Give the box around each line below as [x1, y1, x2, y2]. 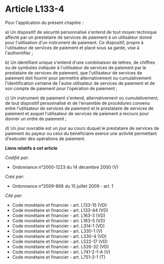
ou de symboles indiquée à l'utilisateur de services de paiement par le [5, 65, 146, 71]
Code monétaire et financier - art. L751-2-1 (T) [12, 254, 106, 260]
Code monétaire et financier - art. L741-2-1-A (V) [12, 249, 111, 255]
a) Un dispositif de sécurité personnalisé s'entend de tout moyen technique [5, 29, 157, 35]
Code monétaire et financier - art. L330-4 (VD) [12, 233, 107, 239]
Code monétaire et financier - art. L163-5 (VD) [12, 217, 105, 223]
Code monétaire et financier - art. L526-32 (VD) [12, 243, 109, 249]
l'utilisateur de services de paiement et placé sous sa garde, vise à [5, 45, 140, 50]
